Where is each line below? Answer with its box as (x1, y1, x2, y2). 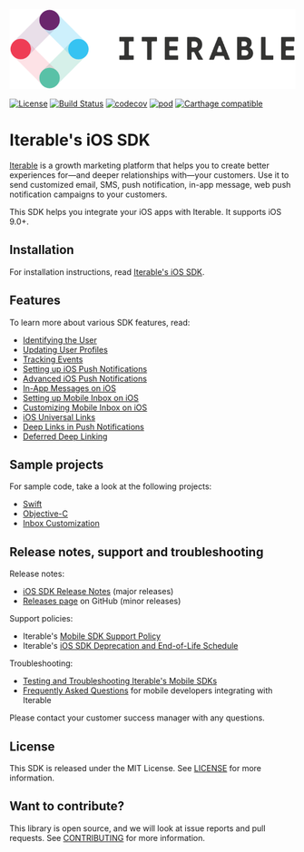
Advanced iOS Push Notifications (22, 373, 148, 384)
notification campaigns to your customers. (9, 189, 168, 200)
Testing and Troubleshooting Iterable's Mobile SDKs (22, 676, 218, 687)
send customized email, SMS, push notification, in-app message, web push (9, 179, 291, 190)
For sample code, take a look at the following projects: (9, 481, 212, 492)
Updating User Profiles (22, 344, 109, 355)
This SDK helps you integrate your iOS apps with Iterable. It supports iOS (9, 206, 282, 217)
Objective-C (22, 508, 69, 519)
